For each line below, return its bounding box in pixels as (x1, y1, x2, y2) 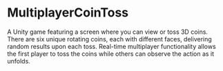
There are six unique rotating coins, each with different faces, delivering (7, 34, 212, 43)
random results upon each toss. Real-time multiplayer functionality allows (7, 42, 216, 50)
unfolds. (7, 57, 31, 65)
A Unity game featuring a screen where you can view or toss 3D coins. (7, 28, 209, 36)
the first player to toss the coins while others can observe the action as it (7, 50, 215, 58)
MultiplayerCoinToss (7, 5, 129, 21)
